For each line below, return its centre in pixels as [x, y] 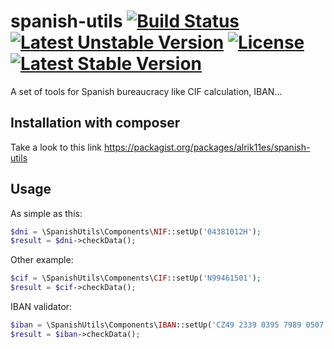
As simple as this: [46, 213]
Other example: [42, 260]
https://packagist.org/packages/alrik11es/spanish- [207, 147]
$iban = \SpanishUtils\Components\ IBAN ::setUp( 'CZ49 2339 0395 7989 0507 [167, 325]
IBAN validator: [41, 307]
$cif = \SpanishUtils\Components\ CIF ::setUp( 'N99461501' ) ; [136, 278]
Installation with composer [95, 123]
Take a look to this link [56, 147]
